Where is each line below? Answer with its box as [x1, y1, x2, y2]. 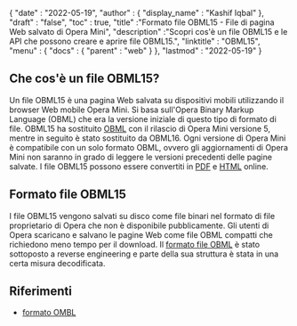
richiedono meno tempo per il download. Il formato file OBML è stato [9, 239, 261, 249]
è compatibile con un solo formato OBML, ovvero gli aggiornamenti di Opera [9, 142, 289, 152]
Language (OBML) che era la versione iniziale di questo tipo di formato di [9, 113, 277, 124]
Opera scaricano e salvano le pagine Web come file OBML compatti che [9, 229, 273, 240]
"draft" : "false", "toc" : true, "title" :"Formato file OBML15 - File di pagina [9, 17, 275, 28]
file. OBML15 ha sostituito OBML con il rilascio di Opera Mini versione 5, [9, 123, 271, 134]
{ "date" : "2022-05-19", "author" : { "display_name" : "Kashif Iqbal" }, [9, 8, 265, 18]
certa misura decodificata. [9, 257, 106, 268]
